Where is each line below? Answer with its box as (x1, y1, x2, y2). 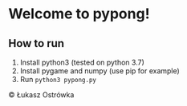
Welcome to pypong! (8, 5, 150, 23)
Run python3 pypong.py (19, 75, 96, 84)
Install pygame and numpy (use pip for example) (19, 66, 181, 76)
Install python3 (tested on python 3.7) (19, 57, 144, 67)
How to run (8, 37, 65, 50)
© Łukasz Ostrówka (8, 90, 75, 100)
